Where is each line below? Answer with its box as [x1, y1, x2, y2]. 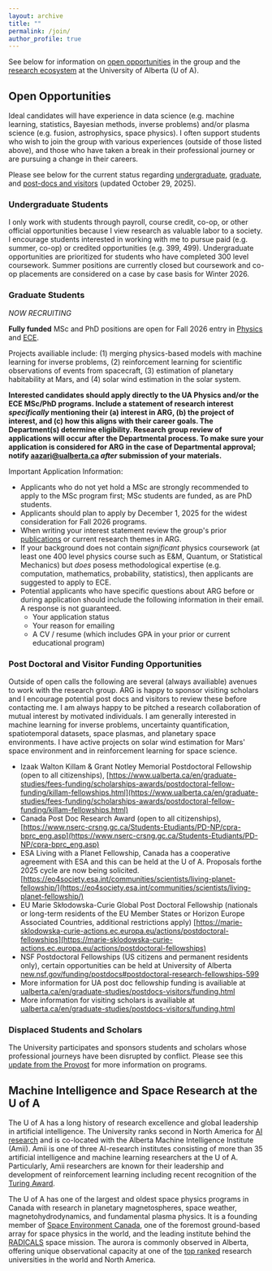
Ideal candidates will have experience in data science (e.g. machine [8, 111, 235, 121]
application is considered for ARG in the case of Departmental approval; [8, 441, 257, 452]
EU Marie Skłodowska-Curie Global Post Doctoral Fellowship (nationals [19, 900, 258, 909]
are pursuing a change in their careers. [8, 154, 139, 164]
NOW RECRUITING [8, 308, 71, 318]
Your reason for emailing [32, 620, 115, 630]
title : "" [8, 20, 42, 28]
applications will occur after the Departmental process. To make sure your [8, 433, 264, 443]
